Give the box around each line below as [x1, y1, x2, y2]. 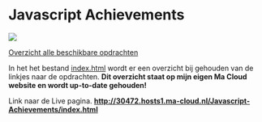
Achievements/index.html [8, 104, 99, 114]
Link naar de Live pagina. [8, 95, 92, 106]
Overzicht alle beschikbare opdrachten [8, 47, 139, 57]
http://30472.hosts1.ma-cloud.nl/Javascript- [93, 95, 250, 106]
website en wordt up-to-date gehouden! [8, 80, 148, 90]
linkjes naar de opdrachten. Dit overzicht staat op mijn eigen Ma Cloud [8, 71, 247, 82]
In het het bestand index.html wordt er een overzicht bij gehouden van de [8, 63, 254, 73]
